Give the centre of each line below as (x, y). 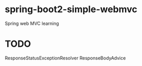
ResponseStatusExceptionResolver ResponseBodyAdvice (65, 58)
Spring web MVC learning (32, 23)
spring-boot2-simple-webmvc (71, 9)
